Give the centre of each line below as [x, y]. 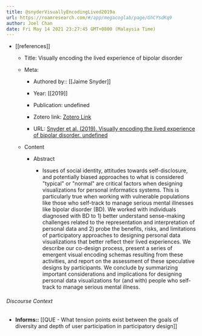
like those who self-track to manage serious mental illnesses [118, 203]
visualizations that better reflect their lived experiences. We [116, 242]
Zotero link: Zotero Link [62, 117]
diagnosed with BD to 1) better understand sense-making [113, 216]
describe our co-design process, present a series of [107, 248]
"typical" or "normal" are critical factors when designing [113, 184]
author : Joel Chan [29, 23]
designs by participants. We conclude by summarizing [110, 268]
